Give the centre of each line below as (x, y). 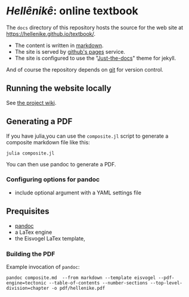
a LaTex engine (33, 232)
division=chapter (28, 288)
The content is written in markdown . (59, 45)
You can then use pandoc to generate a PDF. (61, 164)
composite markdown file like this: (48, 142)
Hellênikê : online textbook (72, 11)
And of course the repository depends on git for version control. (85, 69)
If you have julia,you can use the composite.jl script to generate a (87, 136)
